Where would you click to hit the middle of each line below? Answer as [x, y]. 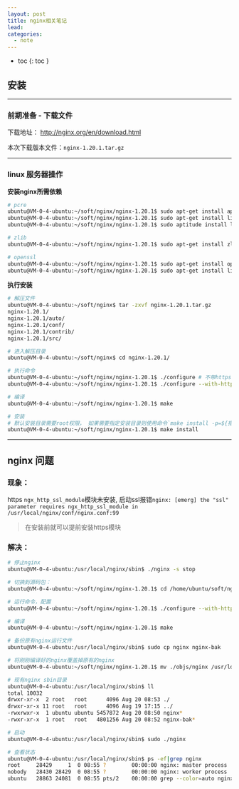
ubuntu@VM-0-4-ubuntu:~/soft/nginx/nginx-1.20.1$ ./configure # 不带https [119, 378]
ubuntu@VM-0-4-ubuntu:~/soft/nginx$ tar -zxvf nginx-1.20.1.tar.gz [110, 305]
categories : [25, 34]
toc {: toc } [33, 61]
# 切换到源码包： [29, 583]
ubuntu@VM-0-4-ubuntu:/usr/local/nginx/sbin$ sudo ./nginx [97, 739]
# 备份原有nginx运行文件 [40, 641]
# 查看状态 [21, 752]
